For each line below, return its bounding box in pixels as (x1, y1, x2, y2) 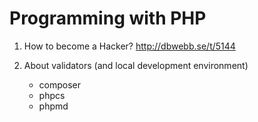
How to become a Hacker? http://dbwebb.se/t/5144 (23, 40, 236, 52)
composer (38, 78, 82, 91)
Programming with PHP (9, 7, 207, 30)
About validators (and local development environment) (23, 59, 249, 71)
